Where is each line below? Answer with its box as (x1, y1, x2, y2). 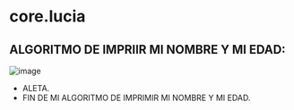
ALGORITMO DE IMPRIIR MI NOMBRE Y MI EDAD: (9, 42, 286, 57)
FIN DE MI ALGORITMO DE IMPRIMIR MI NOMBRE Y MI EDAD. (22, 92, 251, 103)
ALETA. (22, 83, 50, 93)
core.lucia (9, 6, 86, 27)
